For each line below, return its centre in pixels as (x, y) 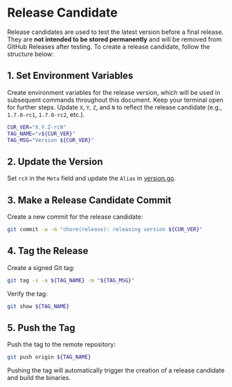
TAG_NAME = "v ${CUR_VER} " (42, 134)
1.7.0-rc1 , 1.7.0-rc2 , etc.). (46, 114)
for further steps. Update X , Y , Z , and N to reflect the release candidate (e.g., (115, 107)
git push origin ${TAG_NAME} (49, 357)
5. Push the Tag (41, 328)
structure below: (30, 54)
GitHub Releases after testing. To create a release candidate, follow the (108, 46)
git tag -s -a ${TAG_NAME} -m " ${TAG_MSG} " (71, 280)
